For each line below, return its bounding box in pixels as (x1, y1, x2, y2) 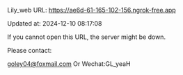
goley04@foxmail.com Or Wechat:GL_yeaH (7, 60, 131, 68)
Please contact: (7, 47, 52, 54)
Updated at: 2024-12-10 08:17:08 (7, 19, 102, 27)
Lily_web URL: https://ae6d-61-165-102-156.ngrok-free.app (7, 6, 176, 14)
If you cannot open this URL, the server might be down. (7, 33, 166, 41)
